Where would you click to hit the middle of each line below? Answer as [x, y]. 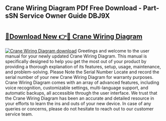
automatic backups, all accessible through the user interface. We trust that [81, 93]
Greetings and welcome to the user [113, 51]
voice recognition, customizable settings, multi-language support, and [77, 88]
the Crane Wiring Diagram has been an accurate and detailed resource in [80, 98]
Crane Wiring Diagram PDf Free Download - [74, 8]
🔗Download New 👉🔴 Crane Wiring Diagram [74, 36]
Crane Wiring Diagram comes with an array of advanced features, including [82, 82]
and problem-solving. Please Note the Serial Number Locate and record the [82, 72]
